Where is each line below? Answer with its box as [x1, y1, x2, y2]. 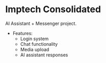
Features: [12, 30, 33, 36]
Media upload [20, 46, 49, 52]
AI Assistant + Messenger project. [5, 20, 77, 26]
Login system [20, 36, 49, 42]
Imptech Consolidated [5, 4, 101, 15]
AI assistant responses [20, 52, 68, 58]
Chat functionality [20, 41, 58, 47]
